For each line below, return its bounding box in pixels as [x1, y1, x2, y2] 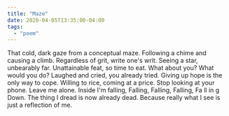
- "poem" [13, 29, 39, 37]
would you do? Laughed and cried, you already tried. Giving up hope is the [7, 71, 223, 80]
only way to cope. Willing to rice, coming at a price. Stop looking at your [7, 78, 215, 87]
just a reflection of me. [7, 101, 72, 109]
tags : [7, 23, 23, 30]
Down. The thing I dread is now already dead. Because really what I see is [7, 94, 221, 102]
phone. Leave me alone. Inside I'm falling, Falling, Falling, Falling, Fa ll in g [7, 86, 220, 94]
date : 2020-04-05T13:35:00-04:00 [7, 17, 105, 24]
